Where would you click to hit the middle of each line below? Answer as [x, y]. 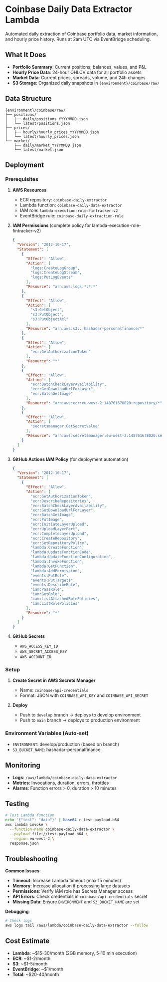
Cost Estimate [27, 941]
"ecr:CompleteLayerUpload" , [60, 534]
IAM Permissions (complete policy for [52, 225]
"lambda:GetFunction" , [54, 566]
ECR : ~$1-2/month [31, 958]
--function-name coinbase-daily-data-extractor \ [62, 829]
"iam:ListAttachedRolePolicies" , [65, 599]
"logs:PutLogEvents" [52, 277]
